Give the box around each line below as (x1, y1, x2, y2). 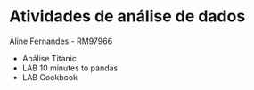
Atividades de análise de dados (9, 6, 246, 27)
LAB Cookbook (21, 71, 78, 82)
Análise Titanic (21, 53, 78, 63)
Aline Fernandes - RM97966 (9, 36, 113, 46)
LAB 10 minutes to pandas (21, 62, 119, 73)
